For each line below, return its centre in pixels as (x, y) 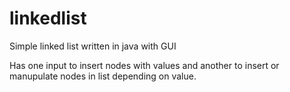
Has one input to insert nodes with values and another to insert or (144, 65)
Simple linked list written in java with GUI (93, 46)
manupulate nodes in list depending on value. (103, 76)
